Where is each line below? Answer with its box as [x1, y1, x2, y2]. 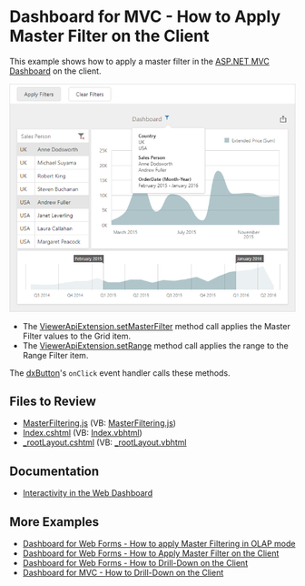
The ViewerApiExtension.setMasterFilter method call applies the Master [22, 320, 290, 331]
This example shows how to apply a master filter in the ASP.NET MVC [9, 56, 270, 66]
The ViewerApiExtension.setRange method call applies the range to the [22, 339, 289, 351]
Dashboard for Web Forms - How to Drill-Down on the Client [22, 557, 248, 568]
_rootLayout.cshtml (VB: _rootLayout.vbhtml [22, 437, 188, 448]
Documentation [9, 463, 100, 479]
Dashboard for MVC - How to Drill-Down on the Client [22, 567, 224, 578]
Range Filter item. [22, 349, 89, 360]
